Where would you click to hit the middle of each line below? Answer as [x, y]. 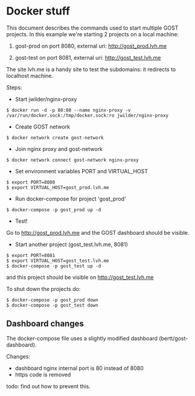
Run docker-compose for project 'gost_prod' [71, 199]
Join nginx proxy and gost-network [59, 148]
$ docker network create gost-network [55, 138]
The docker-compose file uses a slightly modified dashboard [82, 338]
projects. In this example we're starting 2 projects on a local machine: [93, 34]
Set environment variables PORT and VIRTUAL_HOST [82, 171]
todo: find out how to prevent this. [48, 386]
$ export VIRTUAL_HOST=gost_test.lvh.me [58, 261]
